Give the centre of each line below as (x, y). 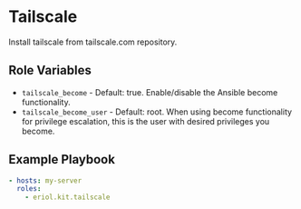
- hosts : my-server (45, 180)
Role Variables (50, 70)
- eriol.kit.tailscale (68, 197)
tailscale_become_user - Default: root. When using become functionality (156, 112)
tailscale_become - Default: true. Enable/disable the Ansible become (150, 92)
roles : (29, 189)
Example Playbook (62, 159)
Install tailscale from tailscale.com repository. (93, 42)
